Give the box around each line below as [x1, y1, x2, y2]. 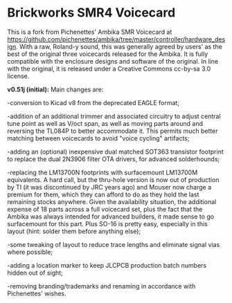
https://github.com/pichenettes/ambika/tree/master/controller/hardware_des [7, 35, 226, 43]
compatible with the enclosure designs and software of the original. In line [7, 57, 219, 65]
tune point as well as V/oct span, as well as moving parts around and [7, 119, 203, 127]
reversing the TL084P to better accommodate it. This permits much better [7, 127, 218, 135]
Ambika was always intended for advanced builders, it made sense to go [7, 212, 215, 221]
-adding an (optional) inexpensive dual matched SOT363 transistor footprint [7, 147, 224, 156]
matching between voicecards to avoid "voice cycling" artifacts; [7, 134, 190, 143]
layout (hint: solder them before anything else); [7, 227, 141, 235]
